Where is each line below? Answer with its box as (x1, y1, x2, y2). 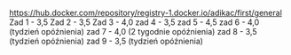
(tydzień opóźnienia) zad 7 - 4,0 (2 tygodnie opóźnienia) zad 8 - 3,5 (9, 27, 257, 36)
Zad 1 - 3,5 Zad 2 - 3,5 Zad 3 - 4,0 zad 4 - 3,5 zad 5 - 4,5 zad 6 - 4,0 (9, 17, 260, 27)
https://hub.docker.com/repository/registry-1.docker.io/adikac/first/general (9, 8, 282, 18)
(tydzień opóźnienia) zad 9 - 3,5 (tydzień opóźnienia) (9, 35, 204, 46)
